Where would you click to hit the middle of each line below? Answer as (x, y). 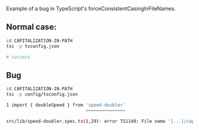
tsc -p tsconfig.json (33, 46)
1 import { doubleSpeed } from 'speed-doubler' (66, 105)
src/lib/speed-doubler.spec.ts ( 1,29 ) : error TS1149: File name (86, 121)
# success (18, 57)
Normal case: (31, 27)
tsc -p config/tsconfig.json (42, 95)
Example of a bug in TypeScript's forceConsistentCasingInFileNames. (91, 9)
